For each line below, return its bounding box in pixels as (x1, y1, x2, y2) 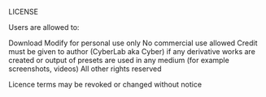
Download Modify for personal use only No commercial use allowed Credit (8, 38, 258, 48)
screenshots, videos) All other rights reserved (8, 64, 162, 74)
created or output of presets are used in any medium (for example (8, 56, 229, 65)
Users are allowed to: (8, 23, 80, 32)
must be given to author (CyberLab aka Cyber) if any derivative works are (8, 47, 256, 56)
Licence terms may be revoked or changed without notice (8, 80, 202, 89)
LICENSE (8, 7, 39, 16)
